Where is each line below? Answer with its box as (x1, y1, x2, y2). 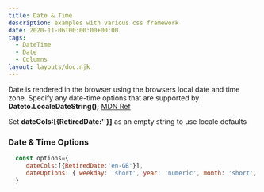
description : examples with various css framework (8, 19, 179, 27)
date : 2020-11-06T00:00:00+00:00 (8, 26, 119, 34)
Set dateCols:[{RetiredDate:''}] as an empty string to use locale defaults (8, 116, 247, 126)
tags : (8, 33, 26, 42)
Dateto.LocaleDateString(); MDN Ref (8, 101, 131, 111)
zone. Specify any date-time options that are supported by (8, 92, 200, 103)
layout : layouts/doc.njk (8, 63, 90, 71)
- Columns (15, 56, 48, 64)
